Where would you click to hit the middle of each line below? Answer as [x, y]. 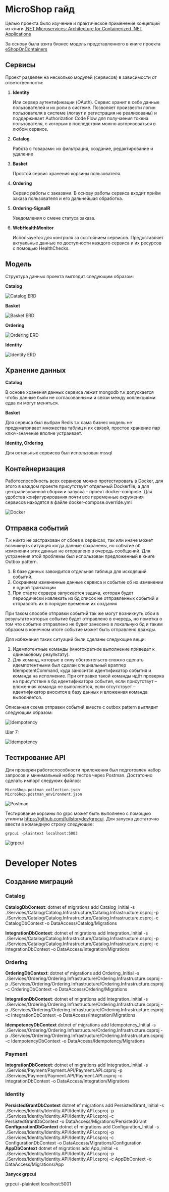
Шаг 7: [12, 732]
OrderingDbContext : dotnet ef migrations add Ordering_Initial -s [72, 973]
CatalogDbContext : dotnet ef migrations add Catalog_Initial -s [70, 907]
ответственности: [24, 82]
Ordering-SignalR [31, 208]
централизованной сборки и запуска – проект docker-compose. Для [79, 492]
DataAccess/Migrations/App [35, 1164]
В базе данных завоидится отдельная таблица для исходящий [79, 571]
